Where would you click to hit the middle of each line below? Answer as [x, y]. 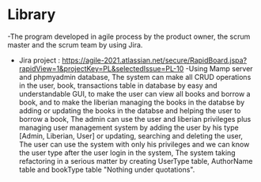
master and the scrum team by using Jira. [75, 44]
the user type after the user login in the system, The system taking [127, 153]
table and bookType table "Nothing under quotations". [107, 169]
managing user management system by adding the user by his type [129, 127]
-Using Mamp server [219, 68]
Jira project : [40, 60]
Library [32, 15]
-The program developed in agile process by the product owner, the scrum [129, 36]
